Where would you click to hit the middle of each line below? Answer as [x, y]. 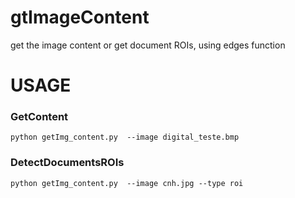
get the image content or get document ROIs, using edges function [148, 45]
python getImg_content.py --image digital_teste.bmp [125, 137]
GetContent [39, 117]
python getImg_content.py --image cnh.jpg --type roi [127, 183]
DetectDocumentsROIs [67, 163]
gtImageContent [80, 17]
